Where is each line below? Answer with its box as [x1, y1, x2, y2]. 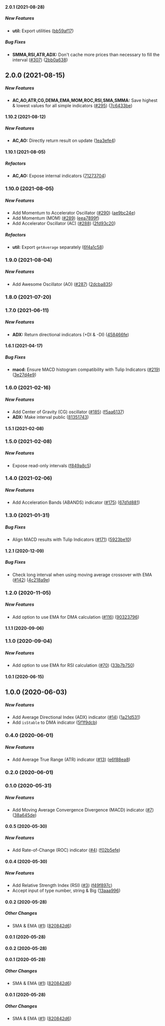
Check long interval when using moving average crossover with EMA [12, 572, 152, 578]
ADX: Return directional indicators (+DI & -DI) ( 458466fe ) [12, 331, 130, 337]
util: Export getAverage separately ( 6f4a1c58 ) [12, 244, 104, 250]
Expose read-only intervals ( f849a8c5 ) [12, 462, 92, 468]
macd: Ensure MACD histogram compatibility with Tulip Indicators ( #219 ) [12, 366, 161, 373]
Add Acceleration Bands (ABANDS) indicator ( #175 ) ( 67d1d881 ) [12, 499, 140, 505]
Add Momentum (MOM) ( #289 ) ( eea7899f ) [12, 215, 99, 221]
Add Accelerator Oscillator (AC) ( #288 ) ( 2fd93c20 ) [12, 220, 116, 226]
